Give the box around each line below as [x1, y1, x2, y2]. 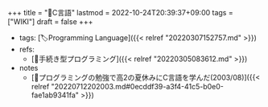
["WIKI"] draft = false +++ [7, 17, 93, 27]
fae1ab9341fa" [31, 90, 80, 100]
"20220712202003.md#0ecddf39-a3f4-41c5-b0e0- [51, 82, 225, 91]
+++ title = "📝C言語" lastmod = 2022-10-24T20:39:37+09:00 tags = [7, 8, 234, 17]
